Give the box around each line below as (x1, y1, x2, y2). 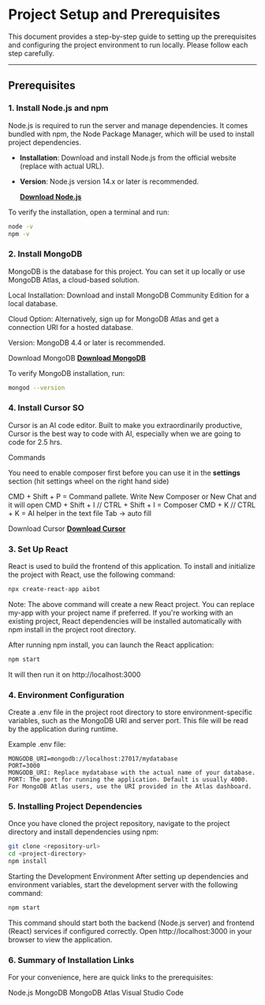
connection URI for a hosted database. (8, 322, 134, 332)
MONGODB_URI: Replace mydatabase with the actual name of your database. (8, 769, 256, 777)
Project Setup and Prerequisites (8, 6, 221, 24)
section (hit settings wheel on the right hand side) (8, 476, 170, 486)
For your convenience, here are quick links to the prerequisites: (8, 973, 214, 982)
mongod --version (8, 384, 65, 392)
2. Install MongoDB (8, 248, 83, 260)
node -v (8, 222, 34, 230)
